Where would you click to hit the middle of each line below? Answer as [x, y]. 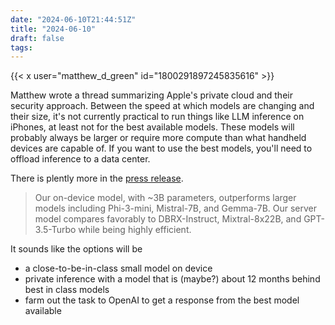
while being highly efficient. [135, 230]
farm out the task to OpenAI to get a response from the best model [162, 300]
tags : [21, 47]
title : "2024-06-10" [53, 29]
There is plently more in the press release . [97, 178]
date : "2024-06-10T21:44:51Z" [73, 19]
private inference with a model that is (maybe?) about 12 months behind [172, 279]
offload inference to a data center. [80, 159]
